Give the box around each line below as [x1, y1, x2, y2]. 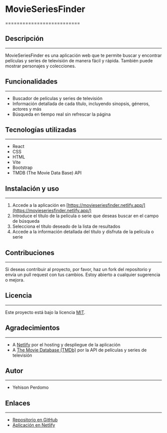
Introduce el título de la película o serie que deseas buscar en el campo [12, 213, 159, 219]
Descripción [5, 34, 44, 43]
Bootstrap [12, 164, 33, 170]
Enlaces [5, 399, 31, 407]
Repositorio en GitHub [12, 417, 58, 423]
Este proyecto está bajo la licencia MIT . [5, 309, 85, 315]
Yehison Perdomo [12, 385, 49, 391]
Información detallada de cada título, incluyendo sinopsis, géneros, [12, 101, 150, 107]
